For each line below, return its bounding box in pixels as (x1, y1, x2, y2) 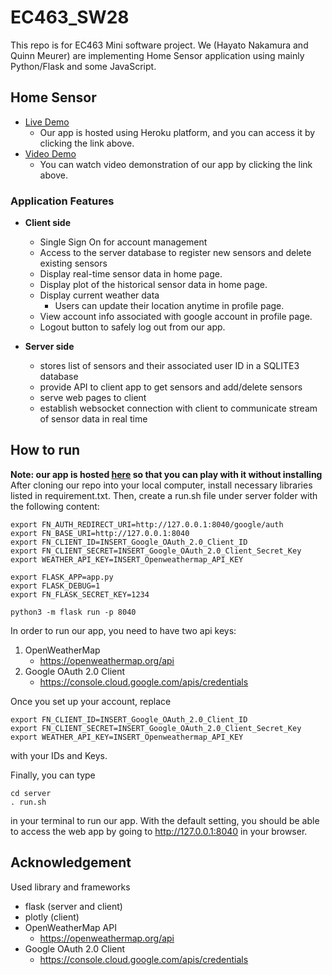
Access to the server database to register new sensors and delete (39, 247, 312, 259)
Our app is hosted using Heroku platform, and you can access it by (39, 126, 316, 138)
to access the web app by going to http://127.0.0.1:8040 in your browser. (10, 825, 308, 837)
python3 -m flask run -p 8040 (10, 607, 137, 617)
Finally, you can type (10, 769, 96, 781)
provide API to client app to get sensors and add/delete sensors (39, 381, 303, 393)
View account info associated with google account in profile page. (39, 311, 313, 323)
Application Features (10, 194, 115, 208)
